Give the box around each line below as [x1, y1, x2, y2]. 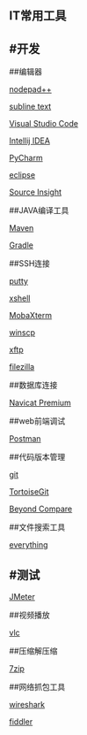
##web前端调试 [9, 416, 66, 426]
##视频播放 [9, 609, 50, 621]
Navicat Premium [9, 397, 72, 409]
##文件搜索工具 [9, 522, 66, 532]
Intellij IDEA [9, 135, 51, 146]
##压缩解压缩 [9, 646, 58, 656]
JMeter [9, 592, 35, 602]
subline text [9, 101, 52, 112]
